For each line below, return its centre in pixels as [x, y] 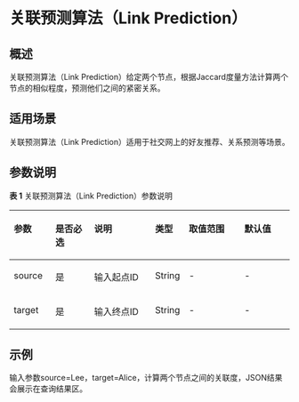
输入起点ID [117, 277]
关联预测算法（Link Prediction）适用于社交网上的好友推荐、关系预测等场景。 [149, 141]
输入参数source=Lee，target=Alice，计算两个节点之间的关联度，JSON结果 [146, 378]
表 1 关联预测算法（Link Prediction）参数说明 [91, 196]
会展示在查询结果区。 [48, 389]
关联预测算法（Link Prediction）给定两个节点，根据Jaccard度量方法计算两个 [149, 77]
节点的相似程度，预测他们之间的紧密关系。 [87, 88]
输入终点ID [117, 311]
